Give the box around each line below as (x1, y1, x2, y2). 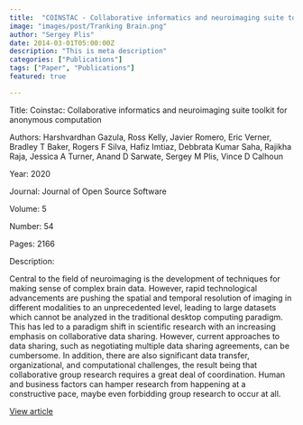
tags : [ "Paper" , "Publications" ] (9, 64, 135, 73)
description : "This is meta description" (9, 47, 168, 56)
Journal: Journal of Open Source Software (9, 186, 167, 197)
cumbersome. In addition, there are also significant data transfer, (9, 349, 250, 361)
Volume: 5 (9, 203, 47, 214)
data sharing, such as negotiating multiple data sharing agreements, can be (9, 340, 290, 351)
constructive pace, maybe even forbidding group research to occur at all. (9, 388, 281, 399)
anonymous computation (9, 114, 102, 125)
